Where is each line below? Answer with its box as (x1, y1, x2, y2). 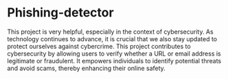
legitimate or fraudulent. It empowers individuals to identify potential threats (7, 56, 222, 65)
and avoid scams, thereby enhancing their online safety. (7, 64, 166, 72)
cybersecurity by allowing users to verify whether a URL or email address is (7, 49, 221, 58)
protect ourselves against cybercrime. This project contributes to (7, 42, 191, 50)
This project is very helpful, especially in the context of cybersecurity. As (7, 27, 214, 36)
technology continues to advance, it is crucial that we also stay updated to (7, 34, 218, 43)
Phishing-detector (7, 5, 115, 21)
